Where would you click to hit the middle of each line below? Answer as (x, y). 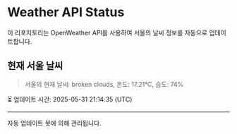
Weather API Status (66, 12)
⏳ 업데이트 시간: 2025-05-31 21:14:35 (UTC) (70, 99)
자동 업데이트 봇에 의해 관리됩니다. (54, 123)
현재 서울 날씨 (35, 66)
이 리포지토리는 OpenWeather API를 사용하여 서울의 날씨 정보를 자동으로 (108, 32)
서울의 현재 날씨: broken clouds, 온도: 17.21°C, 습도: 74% (104, 84)
